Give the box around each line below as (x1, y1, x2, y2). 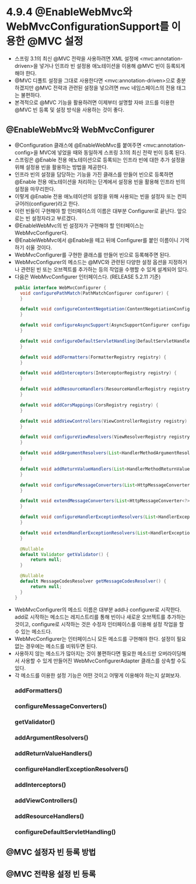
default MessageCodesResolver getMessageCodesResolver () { (20, 578, 167, 584)
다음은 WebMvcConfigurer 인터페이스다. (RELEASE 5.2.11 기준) (14, 273, 161, 280)
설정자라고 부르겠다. (32, 215, 78, 222)
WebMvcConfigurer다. (14, 229, 68, 236)
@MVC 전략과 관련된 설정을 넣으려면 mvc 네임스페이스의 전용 (34, 84, 176, 91)
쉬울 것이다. (25, 244, 52, 251)
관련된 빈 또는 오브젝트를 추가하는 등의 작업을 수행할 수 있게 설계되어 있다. (20, 265, 189, 272)
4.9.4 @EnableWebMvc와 (6, 5, 132, 19)
